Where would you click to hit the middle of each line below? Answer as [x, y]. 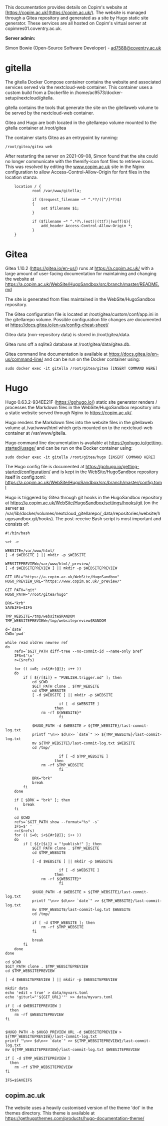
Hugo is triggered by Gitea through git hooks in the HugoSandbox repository [84, 497]
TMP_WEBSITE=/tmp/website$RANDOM [40, 616]
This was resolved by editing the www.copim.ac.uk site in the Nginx [75, 167]
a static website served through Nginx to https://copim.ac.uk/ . [69, 413]
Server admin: [20, 38]
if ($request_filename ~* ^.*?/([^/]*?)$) [77, 200]
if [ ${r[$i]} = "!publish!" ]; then [62, 844]
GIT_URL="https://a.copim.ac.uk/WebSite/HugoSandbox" [62, 577]
